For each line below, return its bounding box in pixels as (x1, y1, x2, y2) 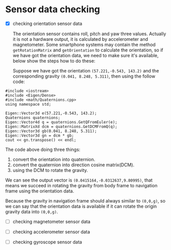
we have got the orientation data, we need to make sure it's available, (12, 53, 159, 58)
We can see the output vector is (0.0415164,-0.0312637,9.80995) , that (5, 177, 153, 183)
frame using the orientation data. (5, 188, 75, 194)
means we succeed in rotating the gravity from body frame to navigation (5, 183, 158, 188)
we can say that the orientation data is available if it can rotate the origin (5, 203, 157, 209)
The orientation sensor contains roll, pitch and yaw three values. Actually (12, 31, 166, 37)
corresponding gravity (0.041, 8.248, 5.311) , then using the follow (12, 73, 156, 79)
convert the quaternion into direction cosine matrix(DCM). (12, 162, 135, 168)
